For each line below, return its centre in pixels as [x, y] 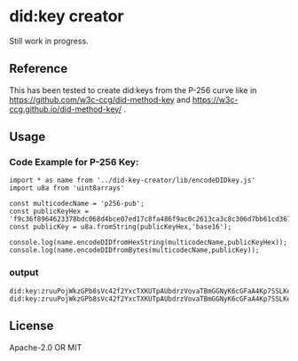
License [31, 326]
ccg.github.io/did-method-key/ [66, 109]
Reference [39, 69]
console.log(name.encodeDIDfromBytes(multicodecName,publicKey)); [134, 250]
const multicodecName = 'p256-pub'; [77, 204]
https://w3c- [215, 99]
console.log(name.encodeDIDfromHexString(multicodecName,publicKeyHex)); [149, 243]
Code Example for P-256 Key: [74, 162]
